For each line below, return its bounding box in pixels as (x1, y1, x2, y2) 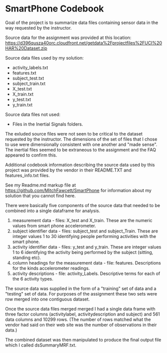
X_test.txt (12, 85, 32, 91)
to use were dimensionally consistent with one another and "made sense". (5, 141, 158, 147)
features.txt (12, 69, 36, 75)
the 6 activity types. (12, 275, 54, 281)
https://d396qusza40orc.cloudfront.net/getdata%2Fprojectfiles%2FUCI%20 (5, 39, 163, 45)
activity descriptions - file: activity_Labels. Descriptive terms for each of (12, 270, 161, 276)
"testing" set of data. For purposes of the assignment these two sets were (5, 290, 158, 296)
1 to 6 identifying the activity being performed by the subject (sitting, (12, 249, 154, 255)
